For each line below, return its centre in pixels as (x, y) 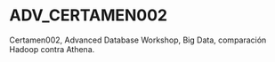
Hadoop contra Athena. (52, 49)
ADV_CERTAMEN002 (88, 15)
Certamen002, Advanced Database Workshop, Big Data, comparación (138, 40)
